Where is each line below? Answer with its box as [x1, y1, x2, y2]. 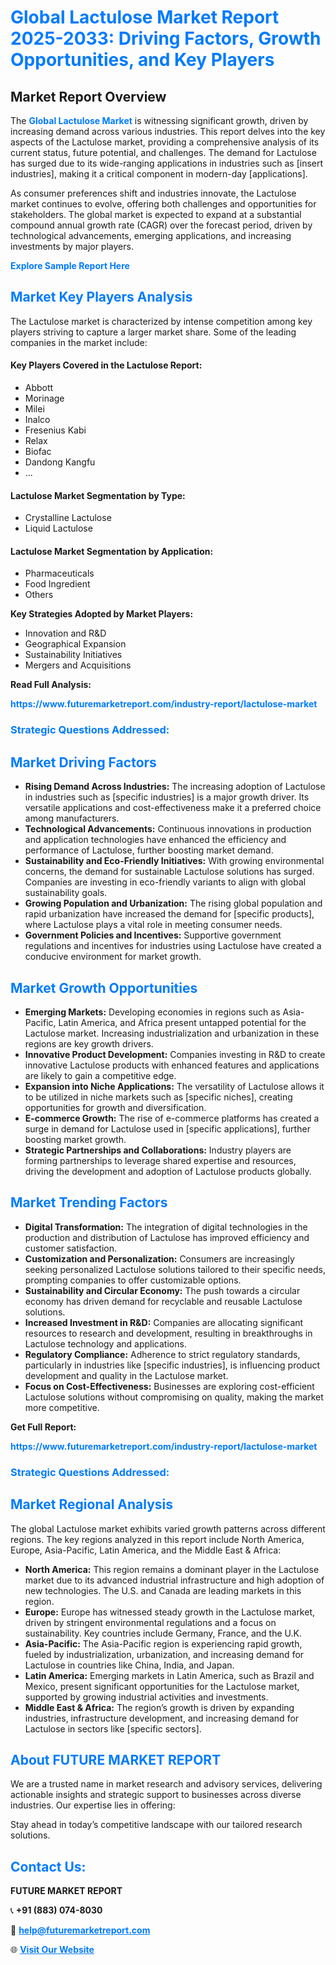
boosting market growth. [24, 1133, 127, 1145]
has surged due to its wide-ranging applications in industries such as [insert [10, 157, 324, 169]
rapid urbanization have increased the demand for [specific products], [24, 908, 315, 920]
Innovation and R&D [24, 627, 107, 640]
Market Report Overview [10, 88, 167, 105]
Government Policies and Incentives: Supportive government [24, 929, 282, 941]
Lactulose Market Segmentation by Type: [10, 489, 186, 501]
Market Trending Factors [10, 1194, 168, 1211]
